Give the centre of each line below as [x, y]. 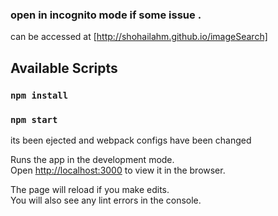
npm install [39, 95]
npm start [34, 119]
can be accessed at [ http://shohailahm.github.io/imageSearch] [139, 37]
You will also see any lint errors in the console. [106, 200]
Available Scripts [64, 68]
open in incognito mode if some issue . [106, 15]
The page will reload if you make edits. [90, 189]
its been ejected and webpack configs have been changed [131, 140]
